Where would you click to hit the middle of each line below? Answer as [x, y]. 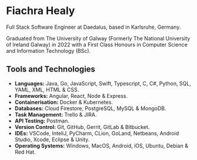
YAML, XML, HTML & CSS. [47, 90]
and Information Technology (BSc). [49, 50]
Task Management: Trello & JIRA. [56, 114]
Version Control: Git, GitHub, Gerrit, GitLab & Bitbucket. [82, 127]
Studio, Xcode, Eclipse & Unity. [52, 139]
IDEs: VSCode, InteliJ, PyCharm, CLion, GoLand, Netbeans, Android [97, 133]
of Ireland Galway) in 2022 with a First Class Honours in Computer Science [97, 45]
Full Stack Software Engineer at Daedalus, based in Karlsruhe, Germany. [94, 27]
